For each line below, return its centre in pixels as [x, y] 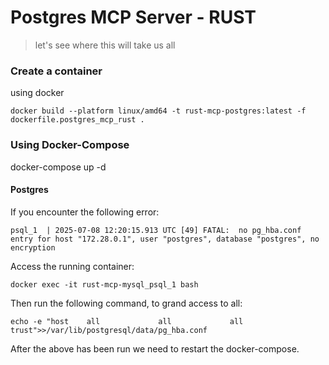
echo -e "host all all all [127, 321]
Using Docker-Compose [70, 145]
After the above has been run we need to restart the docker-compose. [155, 348]
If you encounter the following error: [85, 212]
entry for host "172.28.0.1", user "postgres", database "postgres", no [165, 239]
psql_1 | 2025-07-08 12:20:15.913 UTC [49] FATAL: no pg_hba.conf [156, 230]
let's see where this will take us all [105, 45]
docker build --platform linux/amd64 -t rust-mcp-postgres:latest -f [158, 111]
